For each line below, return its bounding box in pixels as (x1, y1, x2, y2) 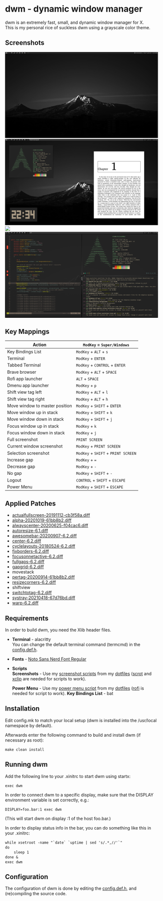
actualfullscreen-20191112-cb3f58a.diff (12, 512, 90, 518)
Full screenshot (7, 436, 38, 443)
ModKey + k (76, 423, 97, 429)
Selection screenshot (7, 450, 49, 456)
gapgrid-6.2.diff (12, 564, 44, 570)
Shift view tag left (7, 389, 42, 395)
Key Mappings (5, 327, 50, 336)
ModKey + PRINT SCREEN (76, 443, 120, 449)
